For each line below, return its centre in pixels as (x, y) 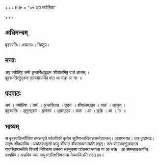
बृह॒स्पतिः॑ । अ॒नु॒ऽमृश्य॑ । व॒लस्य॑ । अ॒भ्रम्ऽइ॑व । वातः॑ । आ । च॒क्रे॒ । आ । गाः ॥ (66, 111)
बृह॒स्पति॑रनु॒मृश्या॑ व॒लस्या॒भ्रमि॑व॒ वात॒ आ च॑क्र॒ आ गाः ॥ (43, 78)
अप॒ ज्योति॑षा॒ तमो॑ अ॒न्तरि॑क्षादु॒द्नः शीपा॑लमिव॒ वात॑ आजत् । (47, 72)
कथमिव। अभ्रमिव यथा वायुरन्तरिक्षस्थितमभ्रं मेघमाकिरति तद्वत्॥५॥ (55, 155)
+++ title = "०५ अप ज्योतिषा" (31, 8)
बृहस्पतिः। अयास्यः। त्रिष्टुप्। (27, 45)
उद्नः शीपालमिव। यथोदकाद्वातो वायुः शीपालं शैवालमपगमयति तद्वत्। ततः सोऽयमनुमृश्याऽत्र (72, 144)
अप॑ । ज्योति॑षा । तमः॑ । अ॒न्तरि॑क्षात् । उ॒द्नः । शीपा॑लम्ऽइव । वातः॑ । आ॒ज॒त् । (66, 105)
